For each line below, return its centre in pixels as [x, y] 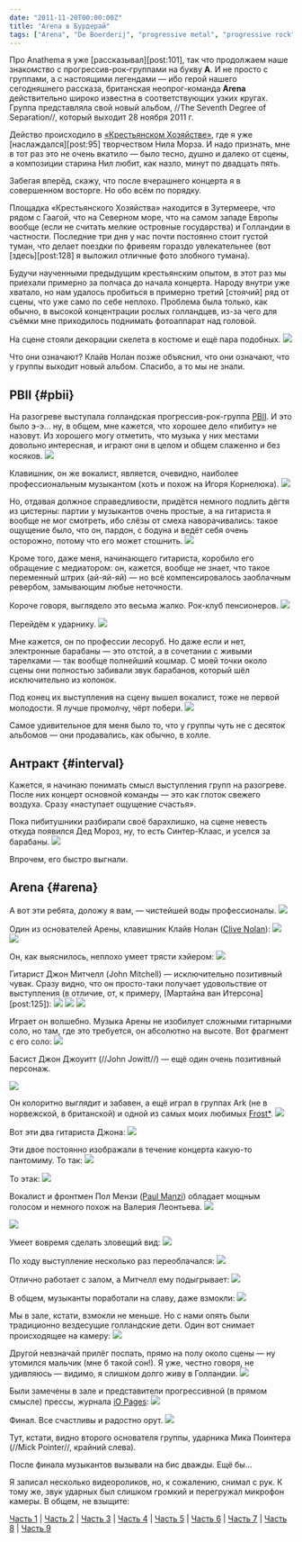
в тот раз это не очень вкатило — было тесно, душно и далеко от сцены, [149, 154]
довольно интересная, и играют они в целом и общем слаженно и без [145, 446]
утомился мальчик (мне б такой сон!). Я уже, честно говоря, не [132, 1362]
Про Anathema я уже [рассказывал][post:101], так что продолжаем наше [149, 60]
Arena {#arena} [54, 888]
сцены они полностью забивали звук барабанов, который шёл [129, 671]
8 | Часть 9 [31, 1528]
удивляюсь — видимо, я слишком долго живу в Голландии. [124, 1373]
